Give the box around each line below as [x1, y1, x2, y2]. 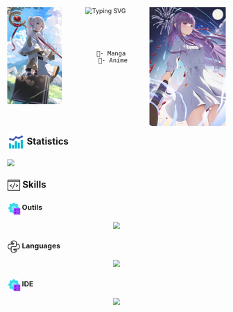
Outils [21, 203, 43, 212]
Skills [21, 179, 46, 191]
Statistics [26, 136, 69, 147]
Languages [21, 241, 61, 251]
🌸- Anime [98, 57, 128, 64]
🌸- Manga [96, 50, 126, 57]
